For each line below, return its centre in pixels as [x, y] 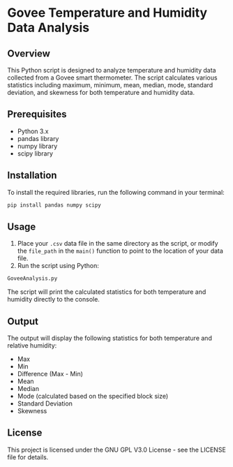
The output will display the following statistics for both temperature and [110, 338]
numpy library [37, 146]
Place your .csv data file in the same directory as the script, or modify [118, 244]
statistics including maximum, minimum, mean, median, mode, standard [110, 85]
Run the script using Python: [58, 266]
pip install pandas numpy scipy [54, 205]
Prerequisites [37, 114]
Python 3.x [33, 131]
